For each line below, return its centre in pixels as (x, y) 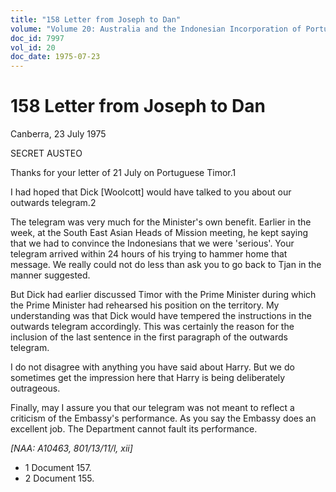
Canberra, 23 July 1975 (58, 134)
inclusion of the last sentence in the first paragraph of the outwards (149, 337)
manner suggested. (50, 275)
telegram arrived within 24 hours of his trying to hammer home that (149, 254)
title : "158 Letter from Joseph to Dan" (96, 19)
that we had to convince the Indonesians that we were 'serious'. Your (152, 243)
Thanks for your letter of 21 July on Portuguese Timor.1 (123, 173)
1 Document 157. (58, 468)
